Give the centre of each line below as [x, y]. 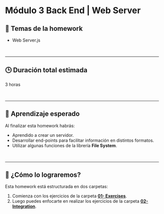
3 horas [13, 84]
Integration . [24, 206]
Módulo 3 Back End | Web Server [73, 11]
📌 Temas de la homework [44, 29]
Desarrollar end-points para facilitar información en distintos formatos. [83, 140]
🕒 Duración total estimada [46, 70]
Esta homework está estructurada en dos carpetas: [57, 187]
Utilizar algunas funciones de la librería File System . [64, 145]
